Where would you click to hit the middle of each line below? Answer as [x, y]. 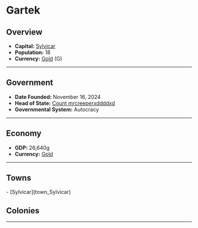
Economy [24, 133]
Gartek [23, 10]
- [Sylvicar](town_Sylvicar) [39, 192]
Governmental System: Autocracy [57, 109]
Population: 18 [32, 52]
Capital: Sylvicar [35, 46]
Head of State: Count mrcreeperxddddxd [65, 103]
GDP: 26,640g [32, 147]
